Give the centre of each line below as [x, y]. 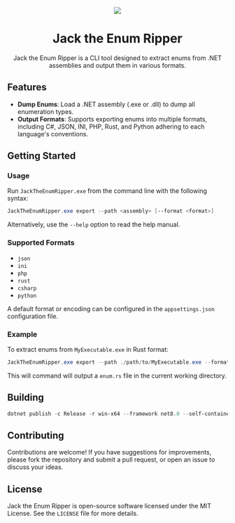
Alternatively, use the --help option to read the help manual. [94, 224]
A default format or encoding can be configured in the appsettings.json [111, 308]
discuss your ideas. [35, 467]
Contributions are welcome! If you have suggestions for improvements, [109, 452]
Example [22, 334]
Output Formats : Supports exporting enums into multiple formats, [112, 119]
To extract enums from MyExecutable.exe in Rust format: [88, 349]
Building [26, 397]
